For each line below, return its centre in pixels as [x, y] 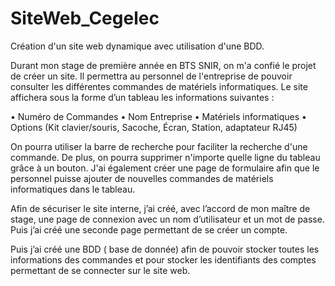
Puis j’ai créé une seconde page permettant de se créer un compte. [149, 229]
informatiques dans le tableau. [73, 189]
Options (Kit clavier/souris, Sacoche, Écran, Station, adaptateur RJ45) [154, 127]
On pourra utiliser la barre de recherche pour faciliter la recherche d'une [159, 146]
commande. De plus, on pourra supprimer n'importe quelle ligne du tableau [165, 157]
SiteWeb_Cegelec [85, 18]
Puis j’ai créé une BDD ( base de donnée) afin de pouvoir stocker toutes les [165, 249]
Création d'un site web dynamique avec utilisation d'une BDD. [137, 46]
